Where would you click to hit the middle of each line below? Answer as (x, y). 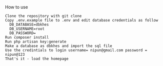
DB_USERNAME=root (27, 29)
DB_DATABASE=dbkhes (29, 24)
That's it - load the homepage (37, 59)
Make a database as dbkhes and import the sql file (59, 46)
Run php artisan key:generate (36, 42)
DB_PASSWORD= (23, 33)
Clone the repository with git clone (43, 16)
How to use (17, 7)
